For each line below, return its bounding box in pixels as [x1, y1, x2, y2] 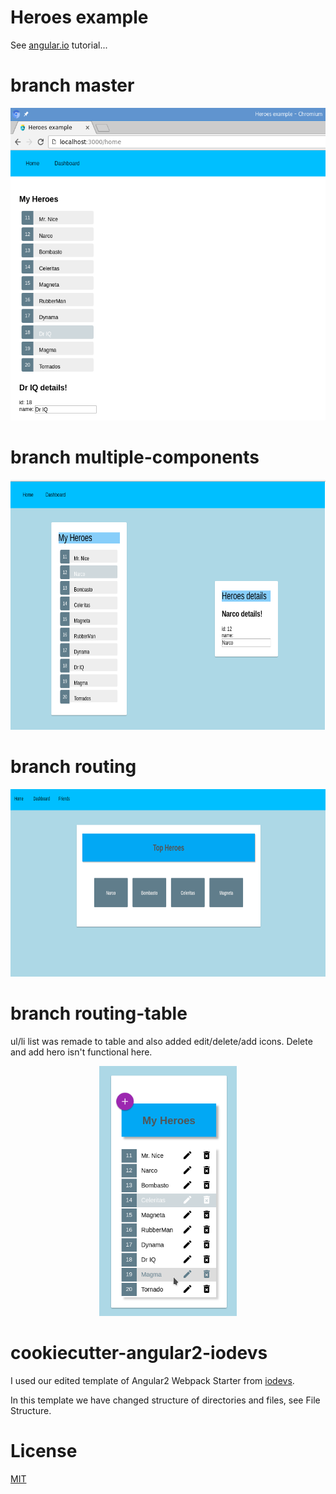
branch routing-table [10, 1002, 188, 1025]
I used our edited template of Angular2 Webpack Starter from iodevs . [10, 1374, 295, 1386]
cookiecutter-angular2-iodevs [10, 1341, 268, 1364]
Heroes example [10, 6, 149, 29]
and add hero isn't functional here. [10, 1046, 153, 1058]
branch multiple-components [10, 446, 260, 469]
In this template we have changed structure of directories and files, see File [10, 1394, 321, 1406]
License [10, 1439, 78, 1462]
